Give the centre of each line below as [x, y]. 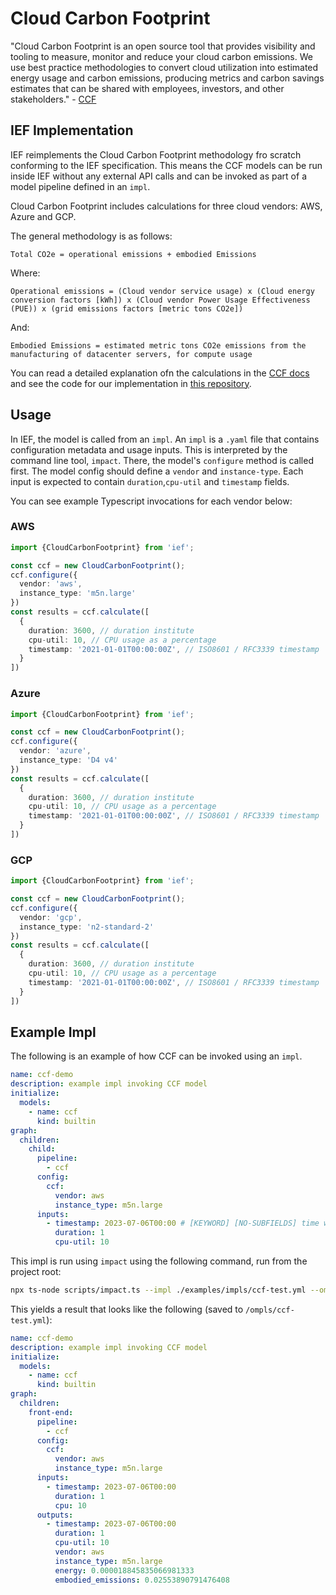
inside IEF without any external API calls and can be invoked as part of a [158, 176]
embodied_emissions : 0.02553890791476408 [142, 1580]
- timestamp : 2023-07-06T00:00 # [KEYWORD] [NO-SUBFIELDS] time [183, 1223]
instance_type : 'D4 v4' [68, 760]
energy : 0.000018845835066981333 [124, 1570]
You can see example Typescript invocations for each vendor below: [151, 501]
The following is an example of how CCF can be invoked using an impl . [156, 1056]
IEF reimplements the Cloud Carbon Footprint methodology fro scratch [156, 154]
